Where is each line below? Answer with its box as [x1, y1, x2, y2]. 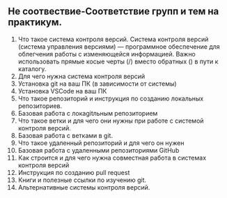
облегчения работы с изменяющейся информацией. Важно [17, 49, 196, 58]
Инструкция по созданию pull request [17, 168, 130, 176]
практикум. [8, 17, 62, 29]
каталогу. [17, 64, 47, 73]
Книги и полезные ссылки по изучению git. [17, 176, 147, 184]
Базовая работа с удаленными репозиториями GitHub [17, 146, 180, 154]
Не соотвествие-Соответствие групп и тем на [8, 6, 219, 17]
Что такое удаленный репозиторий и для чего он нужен [17, 139, 185, 147]
